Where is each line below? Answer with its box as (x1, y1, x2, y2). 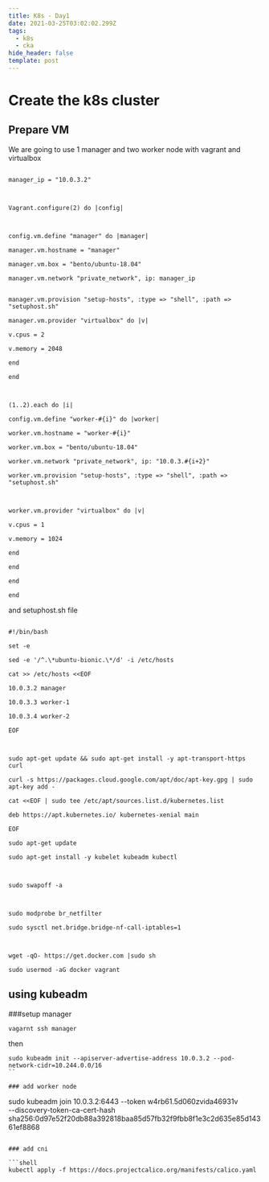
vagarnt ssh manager (8, 1024, 78, 1032)
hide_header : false (8, 49, 74, 57)
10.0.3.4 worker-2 (8, 712, 70, 720)
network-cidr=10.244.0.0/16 (8, 1061, 103, 1069)
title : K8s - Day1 (8, 11, 70, 20)
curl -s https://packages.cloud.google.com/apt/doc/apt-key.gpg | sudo (8, 776, 253, 784)
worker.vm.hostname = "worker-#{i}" (8, 429, 131, 437)
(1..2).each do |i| (8, 401, 74, 409)
